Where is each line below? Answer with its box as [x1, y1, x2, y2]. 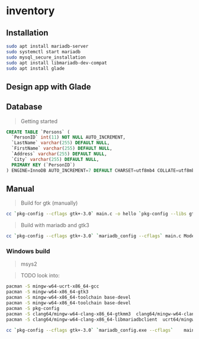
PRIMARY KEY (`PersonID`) [11, 162, 76, 168]
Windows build [6, 247, 50, 256]
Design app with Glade [6, 82, 91, 92]
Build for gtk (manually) [20, 199, 78, 206]
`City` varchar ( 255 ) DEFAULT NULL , [11, 156, 99, 162]
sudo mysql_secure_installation [6, 54, 86, 60]
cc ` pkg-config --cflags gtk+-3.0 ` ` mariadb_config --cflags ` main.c [6, 233, 182, 239]
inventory [6, 4, 55, 18]
